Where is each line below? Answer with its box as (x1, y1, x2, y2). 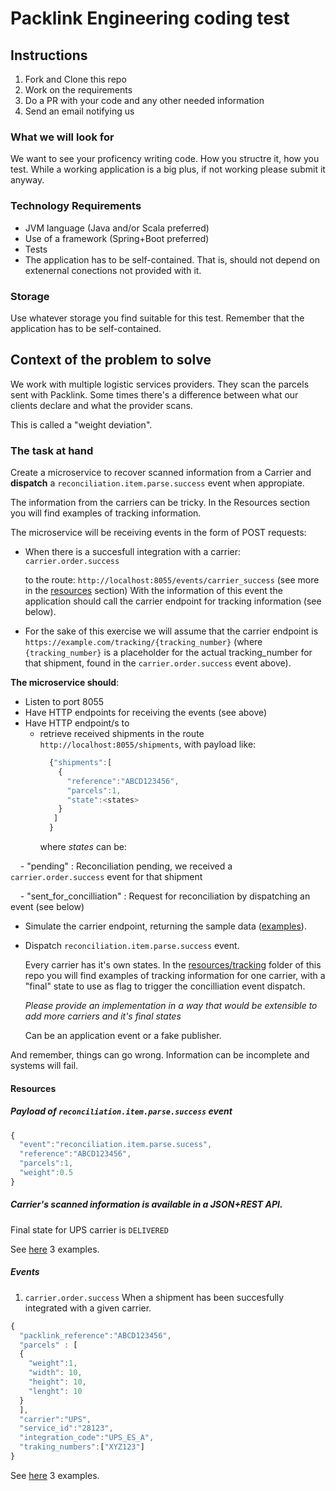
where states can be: (39, 841, 127, 852)
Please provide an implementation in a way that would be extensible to (24, 1000, 318, 1011)
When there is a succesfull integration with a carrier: (24, 546, 242, 557)
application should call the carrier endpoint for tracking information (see (24, 595, 322, 607)
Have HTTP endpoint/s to (24, 717, 130, 729)
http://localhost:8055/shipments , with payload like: (39, 738, 257, 750)
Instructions (10, 47, 88, 64)
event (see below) (10, 901, 85, 912)
